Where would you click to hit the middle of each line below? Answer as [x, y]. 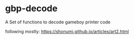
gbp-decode [32, 9]
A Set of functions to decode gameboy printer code [58, 22]
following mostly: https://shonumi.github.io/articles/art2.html [67, 31]
